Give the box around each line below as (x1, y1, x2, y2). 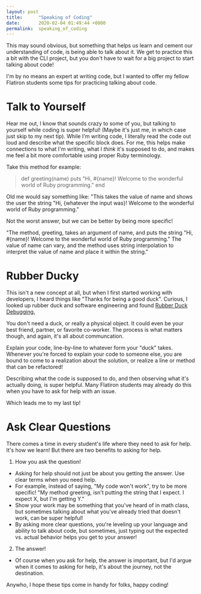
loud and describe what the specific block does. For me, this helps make (6, 139, 186, 146)
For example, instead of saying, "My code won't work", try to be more (14, 482, 187, 490)
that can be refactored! (6, 364, 63, 371)
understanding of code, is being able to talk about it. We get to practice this (6, 49, 193, 56)
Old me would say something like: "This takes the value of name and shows (6, 193, 193, 200)
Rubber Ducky (6, 269, 79, 283)
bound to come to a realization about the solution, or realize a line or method (6, 357, 195, 364)
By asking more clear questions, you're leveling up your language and (14, 521, 188, 528)
